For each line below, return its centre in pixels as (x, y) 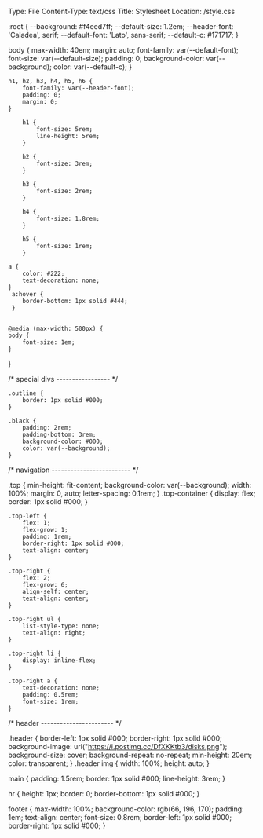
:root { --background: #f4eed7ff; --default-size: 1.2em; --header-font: (121, 26)
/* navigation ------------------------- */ (73, 470)
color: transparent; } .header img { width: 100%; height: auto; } (109, 763)
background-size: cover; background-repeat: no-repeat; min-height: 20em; (130, 755)
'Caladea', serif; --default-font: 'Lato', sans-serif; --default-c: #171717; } (124, 35)
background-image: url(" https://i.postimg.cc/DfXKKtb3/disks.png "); (118, 747)
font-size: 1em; (49, 342)
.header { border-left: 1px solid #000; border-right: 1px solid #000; (115, 738)
